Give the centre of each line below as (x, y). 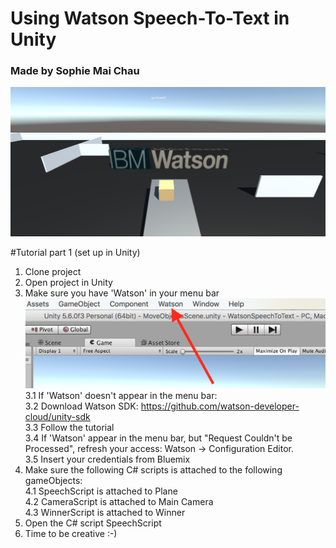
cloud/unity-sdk (57, 416)
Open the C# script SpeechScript (93, 523)
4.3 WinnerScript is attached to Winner (105, 512)
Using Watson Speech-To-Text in (150, 18)
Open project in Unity (68, 282)
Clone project (53, 271)
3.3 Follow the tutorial (69, 427)
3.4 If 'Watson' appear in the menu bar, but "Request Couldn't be (158, 438)
